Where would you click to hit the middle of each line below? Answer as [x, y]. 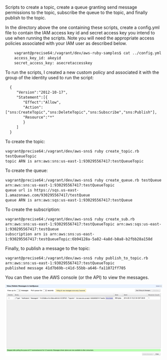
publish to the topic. [26, 18]
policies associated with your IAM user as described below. [66, 43]
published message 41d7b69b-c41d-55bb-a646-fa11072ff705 [66, 268]
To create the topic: [25, 141]
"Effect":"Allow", [42, 102]
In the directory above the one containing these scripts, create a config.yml [83, 27]
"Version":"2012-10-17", [42, 92]
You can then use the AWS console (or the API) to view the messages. [77, 277]
